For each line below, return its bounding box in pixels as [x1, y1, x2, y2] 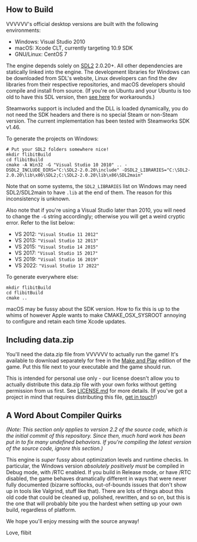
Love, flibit [6, 529, 32, 536]
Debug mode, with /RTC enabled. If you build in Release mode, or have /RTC [6, 469, 191, 476]
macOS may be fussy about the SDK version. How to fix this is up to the [6, 305, 180, 312]
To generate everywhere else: [6, 273, 79, 280]
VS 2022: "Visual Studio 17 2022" [14, 262, 100, 269]
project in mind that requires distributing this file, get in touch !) [6, 393, 158, 400]
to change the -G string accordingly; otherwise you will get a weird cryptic [6, 212, 185, 220]
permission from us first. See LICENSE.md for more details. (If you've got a [6, 387, 188, 394]
